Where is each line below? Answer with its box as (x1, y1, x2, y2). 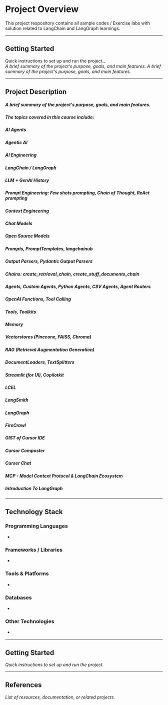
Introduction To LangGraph (5, 485, 63, 491)
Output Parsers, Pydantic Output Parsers (5, 258, 93, 264)
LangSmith (5, 397, 28, 403)
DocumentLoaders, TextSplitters (5, 359, 75, 365)
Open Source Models (5, 233, 50, 239)
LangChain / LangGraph (5, 164, 56, 170)
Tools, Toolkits (5, 308, 36, 314)
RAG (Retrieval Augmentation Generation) (5, 346, 94, 352)
